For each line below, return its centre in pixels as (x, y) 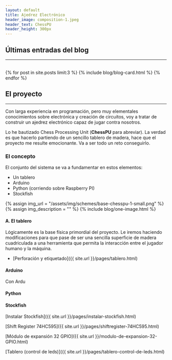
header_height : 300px (28, 29)
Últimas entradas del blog (47, 50)
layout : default (23, 10)
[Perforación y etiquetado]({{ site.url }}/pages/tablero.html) (75, 258)
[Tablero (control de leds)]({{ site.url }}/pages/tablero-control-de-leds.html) (85, 352)
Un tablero (24, 177)
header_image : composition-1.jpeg (42, 19)
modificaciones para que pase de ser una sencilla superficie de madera (81, 238)
